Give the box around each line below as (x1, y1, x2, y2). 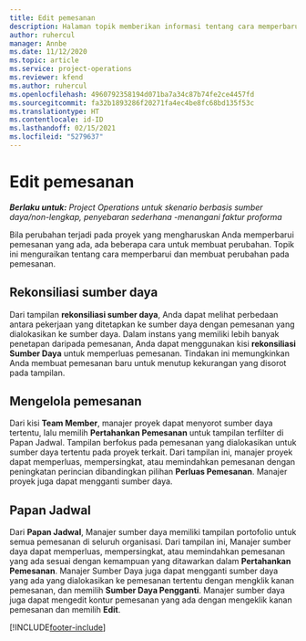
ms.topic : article (9, 56, 79, 65)
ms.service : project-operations (9, 65, 132, 74)
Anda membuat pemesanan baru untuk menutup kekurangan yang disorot (9, 357, 287, 368)
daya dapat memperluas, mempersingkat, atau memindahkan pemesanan (9, 546, 285, 557)
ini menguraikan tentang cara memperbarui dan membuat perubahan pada (9, 248, 290, 259)
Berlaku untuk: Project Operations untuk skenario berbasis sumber (9, 202, 263, 213)
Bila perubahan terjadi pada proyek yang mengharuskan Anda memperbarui (9, 229, 294, 240)
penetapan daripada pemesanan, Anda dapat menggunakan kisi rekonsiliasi (9, 338, 296, 349)
